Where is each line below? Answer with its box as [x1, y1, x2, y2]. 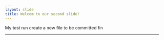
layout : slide [5, 7, 34, 12]
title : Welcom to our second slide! [5, 12, 80, 16]
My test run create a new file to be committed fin [5, 25, 103, 30]
